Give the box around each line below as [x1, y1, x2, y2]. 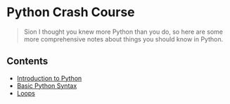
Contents [6, 56, 49, 67]
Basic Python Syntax [16, 82, 77, 90]
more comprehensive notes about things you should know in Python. [23, 34, 223, 43]
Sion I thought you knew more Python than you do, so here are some [23, 27, 223, 36]
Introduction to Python [16, 74, 82, 82]
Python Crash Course [6, 4, 135, 20]
